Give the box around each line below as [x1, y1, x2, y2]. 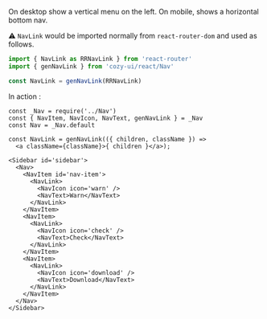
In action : [8, 92, 42, 101]
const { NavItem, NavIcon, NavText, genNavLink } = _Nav [8, 114, 203, 122]
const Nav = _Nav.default [8, 121, 95, 129]
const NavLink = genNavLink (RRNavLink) [8, 76, 142, 85]
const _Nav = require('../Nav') [8, 107, 117, 115]
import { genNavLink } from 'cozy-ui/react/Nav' [8, 62, 175, 71]
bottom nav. [8, 15, 48, 25]
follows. [8, 39, 35, 49]
